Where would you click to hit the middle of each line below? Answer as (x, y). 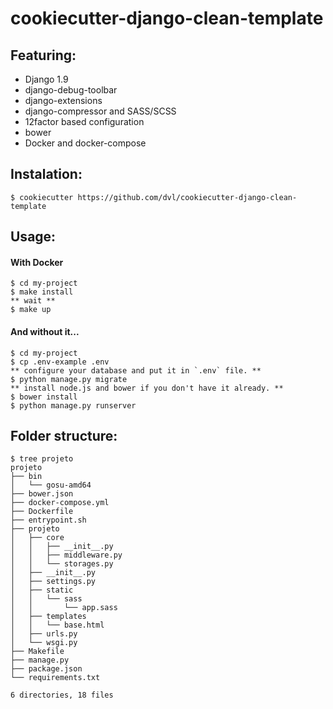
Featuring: (43, 55)
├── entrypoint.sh (48, 520)
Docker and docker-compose (85, 143)
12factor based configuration (84, 121)
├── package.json (46, 669)
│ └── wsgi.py (44, 643)
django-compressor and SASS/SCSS (100, 111)
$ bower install (44, 397)
